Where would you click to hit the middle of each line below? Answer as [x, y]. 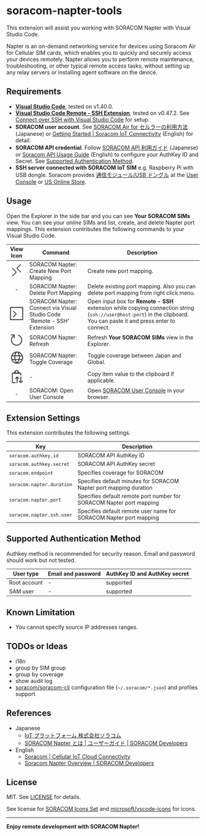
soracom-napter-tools [64, 11]
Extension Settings [43, 418]
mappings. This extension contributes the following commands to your [95, 229]
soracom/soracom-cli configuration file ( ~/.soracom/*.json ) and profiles [106, 687]
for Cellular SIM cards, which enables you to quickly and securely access [99, 52]
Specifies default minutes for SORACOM [128, 481]
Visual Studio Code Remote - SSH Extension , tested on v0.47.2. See [102, 113]
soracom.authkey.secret [39, 465]
